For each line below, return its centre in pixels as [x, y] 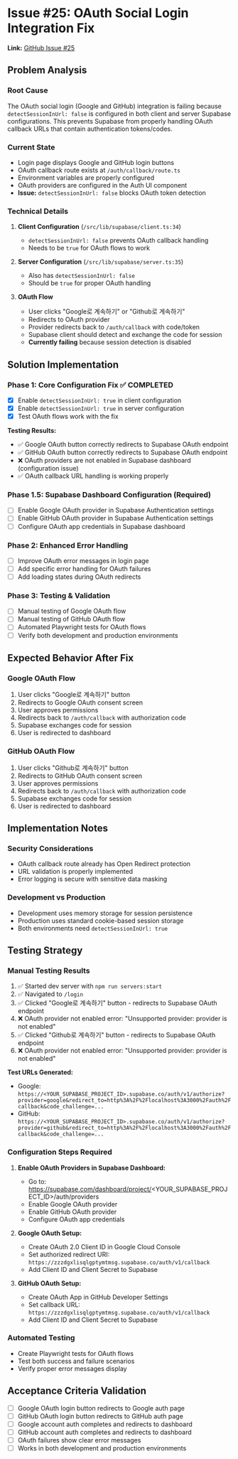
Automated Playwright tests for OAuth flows [82, 627]
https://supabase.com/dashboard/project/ [90, 1189]
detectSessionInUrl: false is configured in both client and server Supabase [119, 113]
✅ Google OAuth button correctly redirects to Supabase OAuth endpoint [123, 444]
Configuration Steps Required [60, 1152]
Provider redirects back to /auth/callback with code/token [114, 327]
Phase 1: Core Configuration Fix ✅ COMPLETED [91, 385]
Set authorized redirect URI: [69, 1254]
